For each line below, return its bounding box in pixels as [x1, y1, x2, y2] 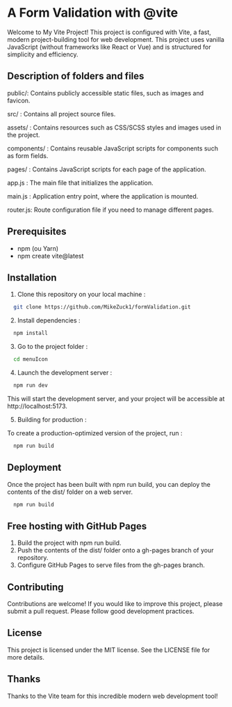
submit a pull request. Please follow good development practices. [7, 607, 194, 616]
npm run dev [13, 382, 49, 389]
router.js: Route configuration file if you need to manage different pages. [7, 205, 214, 214]
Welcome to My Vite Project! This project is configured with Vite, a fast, [7, 28, 212, 36]
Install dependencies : [17, 316, 81, 325]
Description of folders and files [7, 70, 144, 82]
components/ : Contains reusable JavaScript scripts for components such [7, 144, 219, 153]
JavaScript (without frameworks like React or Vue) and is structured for [7, 42, 211, 51]
